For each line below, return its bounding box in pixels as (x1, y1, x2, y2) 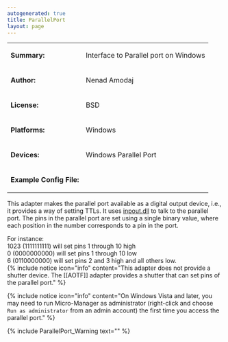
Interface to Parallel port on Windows (85, 51, 205, 60)
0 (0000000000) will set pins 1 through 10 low (7, 249, 137, 258)
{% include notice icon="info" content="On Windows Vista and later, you (7, 292, 213, 300)
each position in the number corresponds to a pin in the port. (7, 221, 179, 230)
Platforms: (10, 125, 45, 135)
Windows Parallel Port (85, 150, 157, 160)
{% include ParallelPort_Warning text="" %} (7, 327, 131, 335)
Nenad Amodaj (85, 76, 134, 85)
